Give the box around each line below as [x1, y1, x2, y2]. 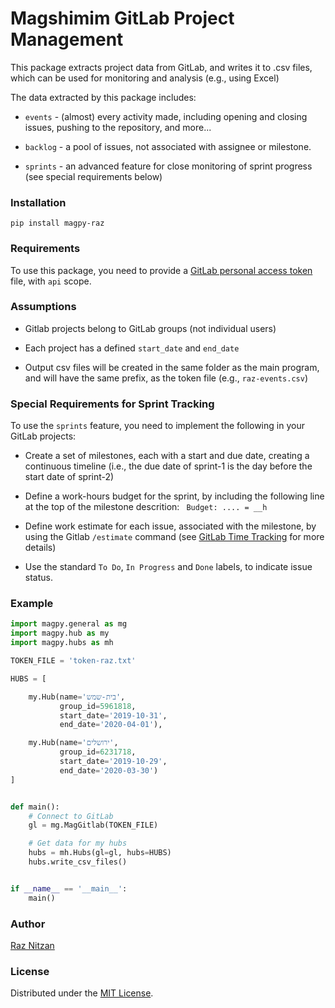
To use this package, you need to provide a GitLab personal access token [10, 264, 313, 276]
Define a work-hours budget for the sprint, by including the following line [24, 490, 325, 502]
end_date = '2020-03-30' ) [59, 765, 159, 776]
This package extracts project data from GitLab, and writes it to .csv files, [10, 61, 313, 73]
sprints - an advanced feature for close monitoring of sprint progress [24, 160, 313, 172]
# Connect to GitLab [28, 811, 114, 821]
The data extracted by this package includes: [10, 91, 197, 103]
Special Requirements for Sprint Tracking [10, 397, 215, 411]
